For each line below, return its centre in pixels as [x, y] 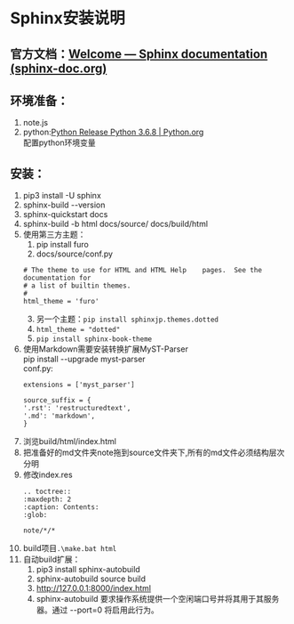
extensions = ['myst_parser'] [79, 385]
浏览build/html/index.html [69, 442]
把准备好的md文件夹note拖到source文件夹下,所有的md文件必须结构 [146, 453]
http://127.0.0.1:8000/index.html [94, 588]
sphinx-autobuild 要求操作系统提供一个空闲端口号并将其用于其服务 [158, 599]
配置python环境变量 [59, 142]
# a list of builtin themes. [77, 286]
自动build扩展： [52, 559]
